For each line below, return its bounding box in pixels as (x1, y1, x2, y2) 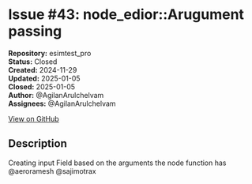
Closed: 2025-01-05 (8, 81, 76, 92)
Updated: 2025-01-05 (8, 73, 81, 83)
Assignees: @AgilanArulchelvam (8, 99, 116, 108)
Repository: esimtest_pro (8, 48, 92, 58)
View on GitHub (8, 114, 59, 123)
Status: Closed (8, 57, 58, 66)
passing (8, 22, 62, 40)
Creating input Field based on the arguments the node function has (8, 158, 227, 167)
